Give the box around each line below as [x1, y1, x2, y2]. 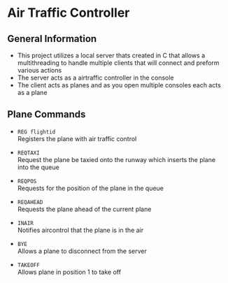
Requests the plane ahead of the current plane [17, 205, 152, 213]
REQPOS [17, 177, 37, 184]
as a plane [17, 89, 48, 96]
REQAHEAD [17, 198, 43, 205]
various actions [17, 66, 62, 74]
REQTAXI [17, 149, 40, 157]
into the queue [17, 163, 59, 171]
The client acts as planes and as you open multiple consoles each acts [17, 81, 222, 89]
